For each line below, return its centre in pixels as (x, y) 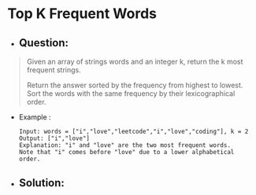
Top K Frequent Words (82, 14)
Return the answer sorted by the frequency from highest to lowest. (135, 85)
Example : (35, 117)
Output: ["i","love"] (54, 138)
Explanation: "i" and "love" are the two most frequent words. (125, 145)
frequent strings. (54, 70)
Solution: (41, 183)
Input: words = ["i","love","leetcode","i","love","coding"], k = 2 (134, 131)
